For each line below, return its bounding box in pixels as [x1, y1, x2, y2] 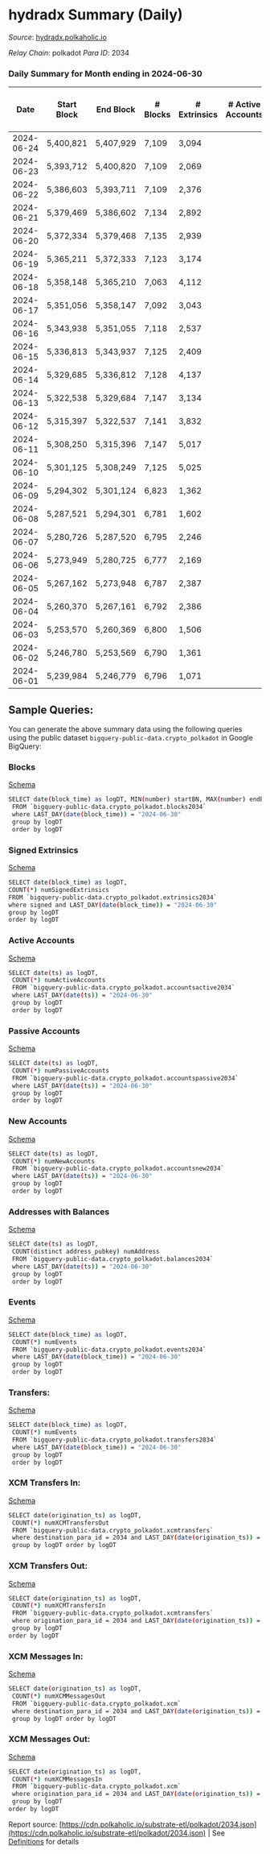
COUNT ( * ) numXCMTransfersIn [11, 1602, 106, 1610]
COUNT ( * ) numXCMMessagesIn [11, 1775, 103, 1783]
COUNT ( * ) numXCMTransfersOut [11, 1519, 110, 1527]
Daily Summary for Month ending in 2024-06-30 [8, 68, 202, 79]
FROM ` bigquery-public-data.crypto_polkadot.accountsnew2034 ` [11, 1164, 225, 1173]
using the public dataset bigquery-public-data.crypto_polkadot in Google [8, 733, 253, 743]
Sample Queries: [8, 703, 94, 716]
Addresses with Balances [8, 1206, 110, 1217]
